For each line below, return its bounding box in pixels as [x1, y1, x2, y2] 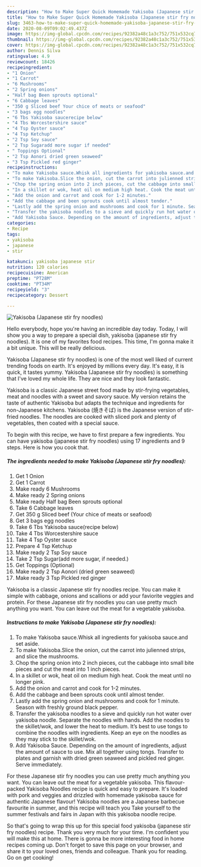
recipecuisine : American [7, 270, 69, 276]
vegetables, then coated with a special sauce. [7, 419, 120, 427]
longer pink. [15, 679, 45, 686]
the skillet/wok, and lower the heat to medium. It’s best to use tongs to [15, 723, 188, 730]
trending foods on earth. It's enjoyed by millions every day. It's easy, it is [7, 363, 184, 370]
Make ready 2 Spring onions [15, 492, 85, 499]
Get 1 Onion [15, 473, 44, 480]
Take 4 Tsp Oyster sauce [15, 536, 77, 543]
